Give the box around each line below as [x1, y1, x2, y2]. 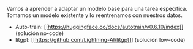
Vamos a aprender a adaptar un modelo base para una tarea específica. [6, 5, 188, 12]
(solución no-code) [15, 30, 64, 37]
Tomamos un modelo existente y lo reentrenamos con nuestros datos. [6, 11, 183, 19]
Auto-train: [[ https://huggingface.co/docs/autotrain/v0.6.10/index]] [15, 24, 184, 30]
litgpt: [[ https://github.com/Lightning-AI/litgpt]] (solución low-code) [15, 36, 186, 43]
